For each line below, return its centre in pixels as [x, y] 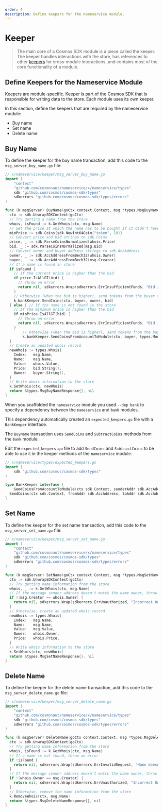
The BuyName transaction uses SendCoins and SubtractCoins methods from [78, 434]
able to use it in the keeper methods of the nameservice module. [69, 453]
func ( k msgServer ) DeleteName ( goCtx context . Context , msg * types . [75, 738]
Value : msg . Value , [34, 629]
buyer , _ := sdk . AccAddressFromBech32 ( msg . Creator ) [63, 260]
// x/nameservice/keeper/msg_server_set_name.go [55, 539]
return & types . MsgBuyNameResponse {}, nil [52, 391]
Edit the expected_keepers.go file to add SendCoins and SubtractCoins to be [80, 448]
